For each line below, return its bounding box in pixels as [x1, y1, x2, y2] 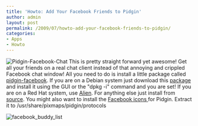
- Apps [6, 36, 23, 42]
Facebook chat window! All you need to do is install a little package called [6, 70, 186, 77]
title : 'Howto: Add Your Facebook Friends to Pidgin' [6, 8, 142, 15]
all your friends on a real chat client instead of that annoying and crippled [6, 64, 185, 71]
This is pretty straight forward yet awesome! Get [69, 57, 187, 65]
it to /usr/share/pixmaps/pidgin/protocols [6, 102, 107, 109]
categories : [6, 31, 36, 37]
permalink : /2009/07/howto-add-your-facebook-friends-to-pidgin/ [6, 25, 171, 31]
